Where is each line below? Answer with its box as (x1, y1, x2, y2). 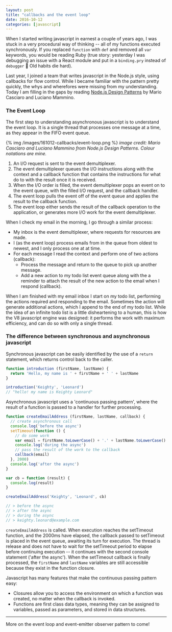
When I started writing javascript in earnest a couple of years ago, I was (6, 36, 157, 42)
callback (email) (15, 452, 50, 457)
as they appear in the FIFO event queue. (6, 130, 90, 136)
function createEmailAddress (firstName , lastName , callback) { (6, 414, 145, 419)
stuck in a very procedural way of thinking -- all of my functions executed (6, 41, 160, 47)
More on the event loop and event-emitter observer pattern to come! (6, 621, 150, 627)
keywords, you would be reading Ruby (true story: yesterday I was (6, 52, 145, 58)
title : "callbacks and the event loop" (6, 12, 91, 17)
